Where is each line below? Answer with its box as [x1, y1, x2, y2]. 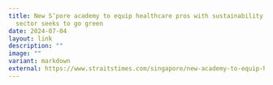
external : [8, 65, 42, 73]
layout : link [8, 34, 53, 43]
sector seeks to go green [15, 19, 104, 28]
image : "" [8, 49, 42, 57]
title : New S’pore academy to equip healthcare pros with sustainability [8, 11, 264, 20]
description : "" [8, 42, 63, 50]
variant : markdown [8, 57, 71, 66]
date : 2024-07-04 [8, 27, 67, 35]
